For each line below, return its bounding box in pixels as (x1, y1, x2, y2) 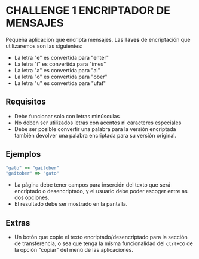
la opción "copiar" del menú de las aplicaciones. (14, 246, 134, 254)
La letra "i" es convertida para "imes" (14, 60, 106, 68)
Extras (5, 218, 30, 228)
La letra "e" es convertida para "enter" (14, 54, 109, 61)
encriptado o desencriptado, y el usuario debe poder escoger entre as (14, 188, 188, 195)
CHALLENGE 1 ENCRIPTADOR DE (5, 4, 171, 17)
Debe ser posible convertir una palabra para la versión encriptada (14, 125, 176, 132)
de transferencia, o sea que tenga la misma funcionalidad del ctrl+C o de (14, 240, 194, 247)
